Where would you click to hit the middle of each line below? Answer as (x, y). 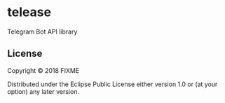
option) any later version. (43, 91)
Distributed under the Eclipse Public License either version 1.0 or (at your (112, 84)
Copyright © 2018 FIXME (43, 70)
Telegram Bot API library (42, 32)
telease (29, 12)
